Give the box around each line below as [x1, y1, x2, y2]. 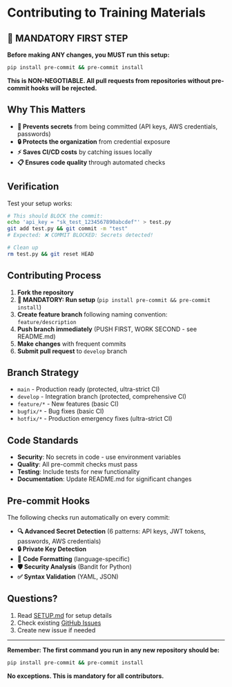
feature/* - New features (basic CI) [17, 399, 119, 408]
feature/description [17, 319, 77, 326]
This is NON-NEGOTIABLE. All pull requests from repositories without [7, 76, 211, 84]
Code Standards [7, 434, 79, 446]
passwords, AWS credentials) [17, 537, 101, 545]
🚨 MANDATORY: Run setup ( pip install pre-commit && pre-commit [17, 295, 211, 303]
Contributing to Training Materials [7, 5, 206, 21]
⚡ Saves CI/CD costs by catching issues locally [17, 147, 153, 156]
